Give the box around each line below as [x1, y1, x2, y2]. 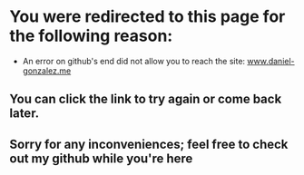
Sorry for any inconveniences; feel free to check [9, 136, 289, 151]
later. [9, 106, 40, 122]
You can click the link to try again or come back [9, 92, 282, 107]
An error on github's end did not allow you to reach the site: [22, 55, 246, 66]
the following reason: [9, 25, 173, 46]
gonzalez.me [22, 65, 72, 76]
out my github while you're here [9, 151, 193, 166]
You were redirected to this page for [9, 6, 286, 27]
